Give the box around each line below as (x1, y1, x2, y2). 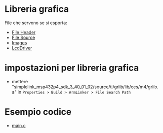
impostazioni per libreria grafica (4, 63, 139, 73)
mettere (11, 78, 28, 84)
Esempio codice (4, 106, 72, 118)
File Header (11, 29, 36, 35)
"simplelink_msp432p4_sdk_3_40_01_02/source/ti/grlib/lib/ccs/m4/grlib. (11, 84, 159, 90)
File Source (11, 34, 35, 40)
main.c (11, 122, 26, 129)
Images (11, 39, 27, 45)
